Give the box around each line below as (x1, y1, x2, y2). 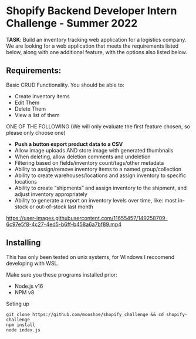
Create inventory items (14, 92, 70, 99)
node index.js (6, 327, 41, 333)
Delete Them (14, 105, 46, 112)
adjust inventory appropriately (14, 190, 88, 198)
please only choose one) (6, 129, 66, 136)
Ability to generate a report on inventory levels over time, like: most (14, 197, 177, 204)
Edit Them (14, 99, 40, 106)
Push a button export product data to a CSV (14, 140, 123, 148)
